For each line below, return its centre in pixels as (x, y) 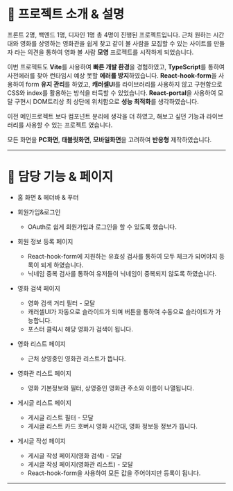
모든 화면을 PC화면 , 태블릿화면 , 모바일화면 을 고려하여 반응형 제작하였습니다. (110, 139)
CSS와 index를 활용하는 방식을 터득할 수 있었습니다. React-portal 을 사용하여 (112, 93)
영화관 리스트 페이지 (44, 373)
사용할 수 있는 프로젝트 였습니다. (69, 125)
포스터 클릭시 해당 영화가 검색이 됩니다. (80, 329)
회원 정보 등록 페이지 (45, 241)
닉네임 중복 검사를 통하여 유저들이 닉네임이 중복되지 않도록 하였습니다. (122, 273)
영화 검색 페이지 (38, 288)
